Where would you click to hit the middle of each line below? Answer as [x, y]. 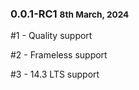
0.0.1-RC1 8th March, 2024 [70, 14]
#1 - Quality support [51, 36]
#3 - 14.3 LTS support [55, 74]
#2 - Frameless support [59, 55]
